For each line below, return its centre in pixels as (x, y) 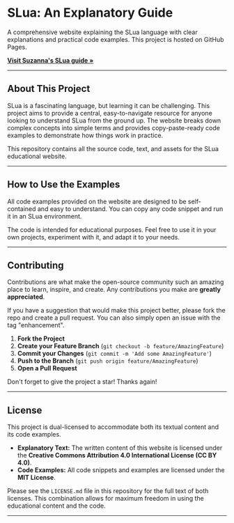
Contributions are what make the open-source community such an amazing (116, 282)
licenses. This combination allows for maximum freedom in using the (106, 499)
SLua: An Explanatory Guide (90, 13)
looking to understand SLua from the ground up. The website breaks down (114, 120)
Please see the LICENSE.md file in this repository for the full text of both (108, 491)
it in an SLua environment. (45, 216)
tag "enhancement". (36, 325)
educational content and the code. (56, 506)
